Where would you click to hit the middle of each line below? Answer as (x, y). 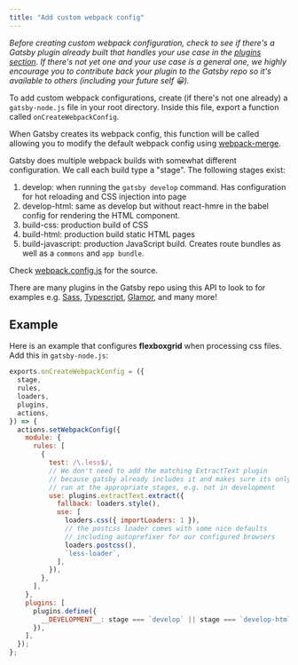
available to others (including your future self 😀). (99, 80)
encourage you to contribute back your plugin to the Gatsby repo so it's (141, 71)
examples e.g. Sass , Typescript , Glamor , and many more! (113, 297)
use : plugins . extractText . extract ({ (116, 495)
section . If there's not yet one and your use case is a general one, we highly (148, 61)
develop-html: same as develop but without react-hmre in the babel (145, 206)
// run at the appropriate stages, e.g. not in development (162, 487)
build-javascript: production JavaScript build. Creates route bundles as (151, 243)
